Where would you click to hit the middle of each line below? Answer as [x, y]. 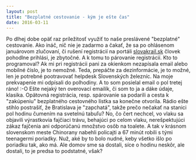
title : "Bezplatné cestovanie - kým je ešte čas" [68, 17]
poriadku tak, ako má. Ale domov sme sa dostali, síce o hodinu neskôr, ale [95, 145]
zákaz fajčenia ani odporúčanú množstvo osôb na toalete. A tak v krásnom [96, 126]
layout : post [22, 11]
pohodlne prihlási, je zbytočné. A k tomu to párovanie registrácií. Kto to [92, 58]
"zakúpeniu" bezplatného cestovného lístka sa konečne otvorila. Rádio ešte [97, 101]
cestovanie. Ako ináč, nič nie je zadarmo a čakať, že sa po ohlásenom [90, 45]
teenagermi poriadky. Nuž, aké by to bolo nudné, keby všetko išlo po [89, 139]
